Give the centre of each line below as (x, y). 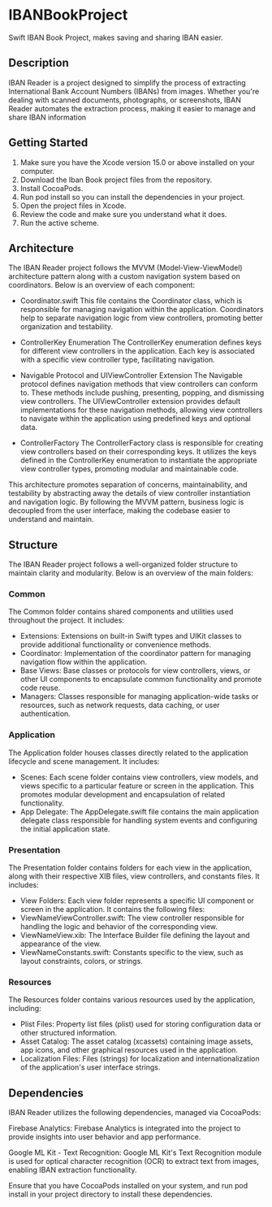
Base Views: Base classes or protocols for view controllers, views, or (135, 671)
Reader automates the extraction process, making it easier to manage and (132, 108)
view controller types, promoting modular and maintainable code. (130, 469)
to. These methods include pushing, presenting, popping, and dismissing (142, 393)
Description (39, 63)
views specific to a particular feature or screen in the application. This (137, 785)
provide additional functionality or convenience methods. (116, 645)
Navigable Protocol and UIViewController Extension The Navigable (132, 376)
